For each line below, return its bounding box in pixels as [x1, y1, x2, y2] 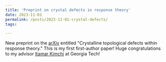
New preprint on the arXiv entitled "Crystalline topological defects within [5, 40, 157, 46]
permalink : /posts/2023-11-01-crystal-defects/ [5, 17, 108, 22]
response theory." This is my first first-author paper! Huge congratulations [5, 45, 161, 51]
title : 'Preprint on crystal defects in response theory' [5, 7, 131, 13]
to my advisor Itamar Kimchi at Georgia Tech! [5, 51, 100, 57]
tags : [5, 21, 17, 27]
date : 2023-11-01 [5, 12, 42, 17]
